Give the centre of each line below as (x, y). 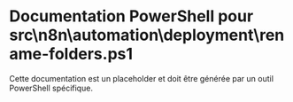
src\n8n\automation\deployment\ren (147, 35)
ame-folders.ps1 (71, 54)
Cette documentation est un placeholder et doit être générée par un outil (142, 78)
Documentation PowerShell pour (131, 16)
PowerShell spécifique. (51, 88)
